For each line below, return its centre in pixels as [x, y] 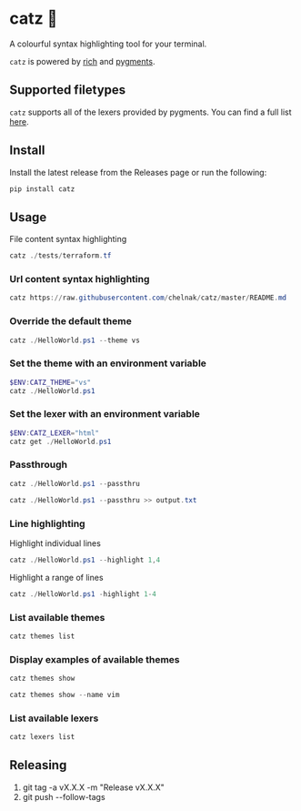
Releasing [38, 765]
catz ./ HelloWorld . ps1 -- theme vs [75, 340]
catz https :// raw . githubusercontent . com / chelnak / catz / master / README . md [148, 298]
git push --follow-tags [64, 796]
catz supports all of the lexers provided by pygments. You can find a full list [151, 112]
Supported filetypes [68, 90]
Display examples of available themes [95, 659]
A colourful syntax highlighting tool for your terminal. [108, 44]
